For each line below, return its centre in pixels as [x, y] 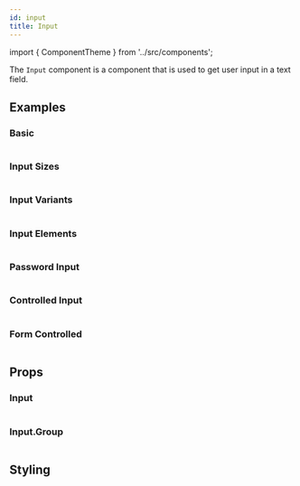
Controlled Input [46, 301]
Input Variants [41, 200]
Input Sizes [35, 166]
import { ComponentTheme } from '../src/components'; [111, 51]
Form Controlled [46, 333]
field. [19, 79]
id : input [28, 18]
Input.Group [37, 432]
